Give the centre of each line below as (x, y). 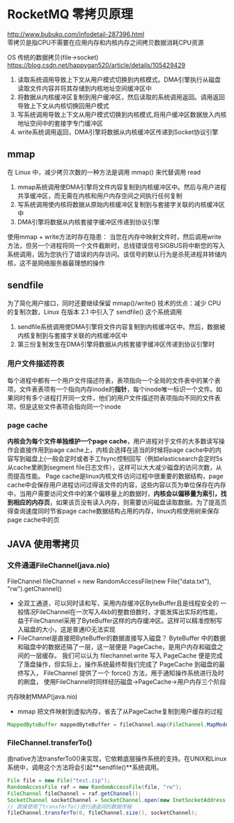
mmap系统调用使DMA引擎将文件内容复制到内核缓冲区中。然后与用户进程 (122, 187)
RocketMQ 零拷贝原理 (70, 14)
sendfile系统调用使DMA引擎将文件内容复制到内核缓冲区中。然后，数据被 (121, 326)
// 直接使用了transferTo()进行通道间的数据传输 (70, 807)
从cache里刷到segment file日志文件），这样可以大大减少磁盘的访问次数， (111, 467)
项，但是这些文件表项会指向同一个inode (64, 407)
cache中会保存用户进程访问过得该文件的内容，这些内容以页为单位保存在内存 (117, 485)
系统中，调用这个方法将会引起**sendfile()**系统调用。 (85, 767)
